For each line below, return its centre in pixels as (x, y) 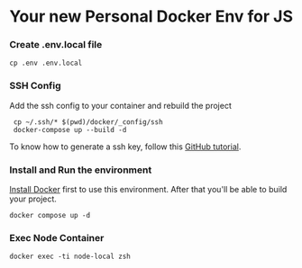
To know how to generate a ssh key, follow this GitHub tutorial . (125, 147)
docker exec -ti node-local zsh (70, 257)
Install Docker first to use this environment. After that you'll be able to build (148, 190)
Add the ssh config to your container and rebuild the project (120, 105)
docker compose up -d (50, 216)
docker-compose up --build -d (70, 130)
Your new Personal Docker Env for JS (151, 17)
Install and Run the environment (81, 170)
